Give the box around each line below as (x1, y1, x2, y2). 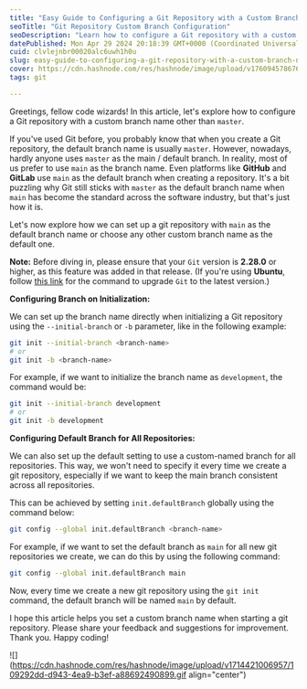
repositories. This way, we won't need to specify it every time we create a (9, 461, 287, 471)
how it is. (9, 201, 44, 212)
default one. (9, 238, 55, 249)
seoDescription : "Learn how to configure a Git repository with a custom (9, 30, 297, 39)
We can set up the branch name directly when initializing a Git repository (9, 311, 283, 322)
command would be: (9, 381, 87, 393)
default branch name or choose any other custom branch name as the (9, 228, 273, 239)
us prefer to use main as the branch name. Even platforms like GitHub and (9, 162, 287, 174)
